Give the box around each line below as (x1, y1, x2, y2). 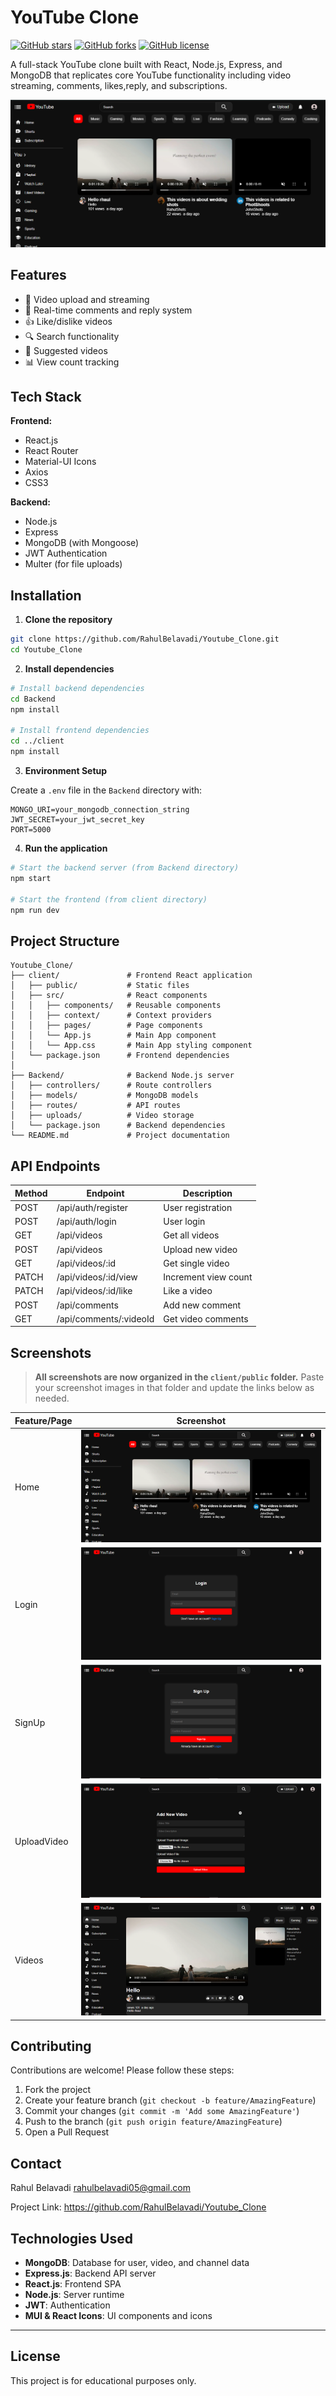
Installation (10, 587, 82, 604)
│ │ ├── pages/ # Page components (10, 1021, 203, 1031)
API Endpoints (10, 1157, 101, 1175)
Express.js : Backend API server (24, 2267, 157, 2279)
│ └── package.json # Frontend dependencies (10, 1051, 230, 1061)
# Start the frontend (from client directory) (10, 894, 208, 905)
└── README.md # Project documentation (10, 1131, 230, 1141)
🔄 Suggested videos (24, 344, 108, 356)
